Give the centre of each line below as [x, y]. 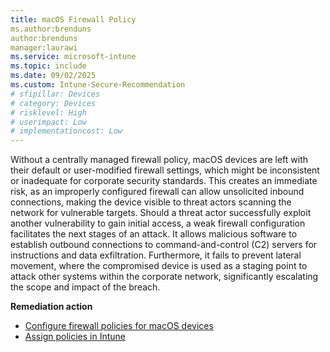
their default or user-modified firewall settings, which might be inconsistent [165, 170]
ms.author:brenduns [51, 29]
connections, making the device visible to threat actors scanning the [151, 202]
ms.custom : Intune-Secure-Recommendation [98, 85]
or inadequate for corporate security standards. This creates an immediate [164, 181]
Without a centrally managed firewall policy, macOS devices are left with [159, 160]
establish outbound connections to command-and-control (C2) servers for [164, 245]
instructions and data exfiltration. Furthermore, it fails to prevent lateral [156, 255]
